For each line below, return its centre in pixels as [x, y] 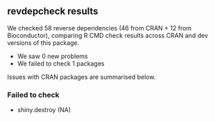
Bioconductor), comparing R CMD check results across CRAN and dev [108, 35]
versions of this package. [43, 43]
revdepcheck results [53, 11]
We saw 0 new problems [52, 56]
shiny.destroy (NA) [44, 110]
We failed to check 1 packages [61, 63]
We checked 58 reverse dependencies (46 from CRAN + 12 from [100, 28]
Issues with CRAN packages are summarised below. [81, 77]
